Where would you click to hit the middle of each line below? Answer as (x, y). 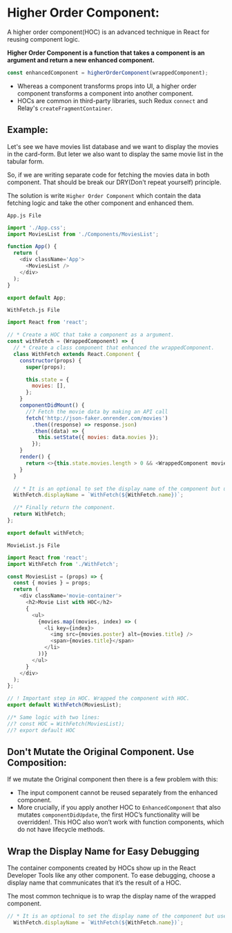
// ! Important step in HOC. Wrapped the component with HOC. (98, 699)
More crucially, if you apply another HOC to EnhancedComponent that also (119, 808)
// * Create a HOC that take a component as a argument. (91, 335)
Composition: (37, 763)
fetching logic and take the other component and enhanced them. (101, 203)
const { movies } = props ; (52, 583)
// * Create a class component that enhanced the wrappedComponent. (114, 348)
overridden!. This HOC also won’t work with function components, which (120, 822)
